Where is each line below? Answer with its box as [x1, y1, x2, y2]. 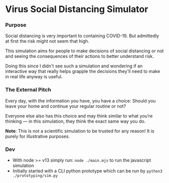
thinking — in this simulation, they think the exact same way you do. [5, 118, 146, 124]
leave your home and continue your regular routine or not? [5, 103, 126, 109]
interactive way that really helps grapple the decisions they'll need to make [5, 68, 160, 74]
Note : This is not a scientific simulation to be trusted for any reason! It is [5, 128, 154, 134]
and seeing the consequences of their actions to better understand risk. [5, 53, 154, 59]
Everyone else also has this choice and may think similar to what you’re [5, 113, 153, 119]
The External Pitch [5, 86, 51, 94]
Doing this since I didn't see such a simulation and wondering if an [5, 63, 143, 69]
